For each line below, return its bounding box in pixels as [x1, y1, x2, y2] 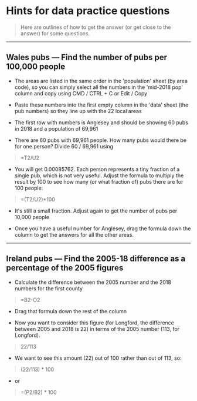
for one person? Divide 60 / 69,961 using [14, 142, 113, 150]
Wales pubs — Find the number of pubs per [6, 52, 167, 62]
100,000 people [6, 62, 66, 72]
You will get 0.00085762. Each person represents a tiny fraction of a [14, 165, 180, 173]
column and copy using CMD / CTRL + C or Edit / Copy [14, 90, 148, 97]
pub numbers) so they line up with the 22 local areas [14, 107, 142, 114]
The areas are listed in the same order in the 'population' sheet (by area [14, 77, 188, 84]
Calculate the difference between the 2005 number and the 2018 [14, 279, 172, 286]
